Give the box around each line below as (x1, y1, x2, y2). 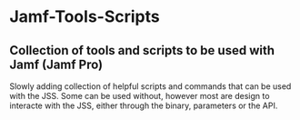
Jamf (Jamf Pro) (9, 56, 104, 72)
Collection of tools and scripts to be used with (9, 43, 275, 58)
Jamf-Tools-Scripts (9, 6, 161, 27)
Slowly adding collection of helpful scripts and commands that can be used (9, 81, 292, 92)
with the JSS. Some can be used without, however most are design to (9, 91, 270, 101)
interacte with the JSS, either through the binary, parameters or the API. (9, 100, 278, 111)
